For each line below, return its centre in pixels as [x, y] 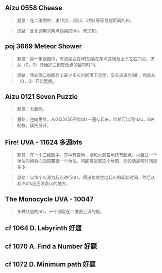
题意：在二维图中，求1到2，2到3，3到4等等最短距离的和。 [75, 20]
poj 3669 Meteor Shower [43, 46]
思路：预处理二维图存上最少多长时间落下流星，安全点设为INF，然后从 [86, 75]
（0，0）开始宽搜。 [37, 81]
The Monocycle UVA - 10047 [49, 199]
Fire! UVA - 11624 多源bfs [44, 142]
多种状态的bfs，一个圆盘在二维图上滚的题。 [60, 212]
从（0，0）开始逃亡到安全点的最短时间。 [58, 65]
